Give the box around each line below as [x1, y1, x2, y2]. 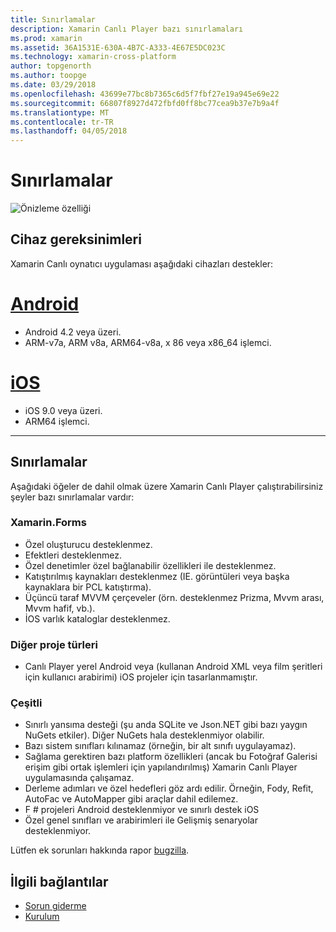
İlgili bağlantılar [10, 873, 109, 890]
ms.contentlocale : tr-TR [10, 117, 114, 127]
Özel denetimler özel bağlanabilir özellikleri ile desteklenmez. [24, 559, 277, 571]
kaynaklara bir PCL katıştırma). [24, 581, 152, 593]
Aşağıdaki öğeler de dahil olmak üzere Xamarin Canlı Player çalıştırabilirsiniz [10, 480, 324, 492]
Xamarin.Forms [10, 516, 87, 530]
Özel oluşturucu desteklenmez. [24, 538, 153, 550]
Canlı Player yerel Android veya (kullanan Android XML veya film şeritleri [24, 661, 323, 673]
